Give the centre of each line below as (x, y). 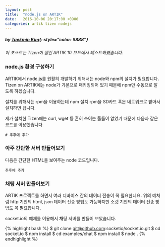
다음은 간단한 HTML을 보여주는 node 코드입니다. (52, 160)
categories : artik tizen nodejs (38, 24)
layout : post (19, 10)
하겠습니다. (25, 91)
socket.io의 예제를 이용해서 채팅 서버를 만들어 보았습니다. (61, 219)
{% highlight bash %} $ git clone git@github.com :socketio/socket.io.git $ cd (83, 229)
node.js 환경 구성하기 (30, 67)
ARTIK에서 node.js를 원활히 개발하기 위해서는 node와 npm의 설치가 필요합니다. (82, 79)
